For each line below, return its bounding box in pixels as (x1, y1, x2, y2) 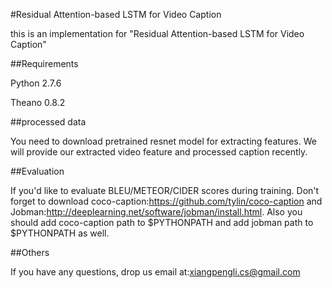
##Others (10, 247, 50, 258)
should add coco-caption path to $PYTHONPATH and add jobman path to (10, 217, 314, 228)
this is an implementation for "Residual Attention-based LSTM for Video (10, 28, 305, 39)
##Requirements (10, 58, 79, 69)
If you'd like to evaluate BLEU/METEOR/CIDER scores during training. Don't (10, 185, 320, 196)
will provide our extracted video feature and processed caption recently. (10, 146, 308, 158)
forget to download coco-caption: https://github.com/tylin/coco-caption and (10, 195, 323, 207)
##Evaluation (10, 165, 65, 177)
